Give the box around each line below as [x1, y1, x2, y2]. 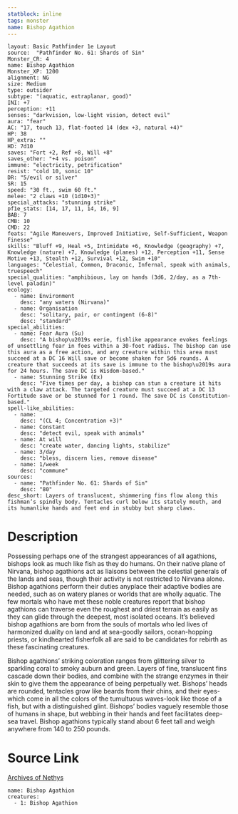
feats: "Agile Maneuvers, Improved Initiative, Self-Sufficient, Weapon [7, 230, 228, 237]
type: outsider [7, 87, 53, 94]
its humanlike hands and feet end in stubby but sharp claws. [7, 505, 196, 512]
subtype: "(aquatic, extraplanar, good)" [7, 93, 133, 101]
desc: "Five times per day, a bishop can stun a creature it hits [20, 380, 222, 387]
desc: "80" [20, 486, 53, 493]
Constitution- [189, 393, 232, 400]
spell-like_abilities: [7, 405, 75, 412]
